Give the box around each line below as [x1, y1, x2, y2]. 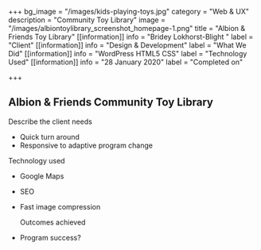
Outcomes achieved [19, 217, 86, 227]
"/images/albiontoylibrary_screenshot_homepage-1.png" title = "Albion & [8, 24, 246, 33]
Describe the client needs [8, 117, 93, 126]
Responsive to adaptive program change [19, 140, 154, 150]
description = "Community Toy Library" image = [8, 15, 166, 25]
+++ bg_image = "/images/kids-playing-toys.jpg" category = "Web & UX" [8, 7, 249, 16]
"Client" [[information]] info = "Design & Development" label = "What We [8, 40, 247, 50]
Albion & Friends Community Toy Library [8, 95, 213, 110]
